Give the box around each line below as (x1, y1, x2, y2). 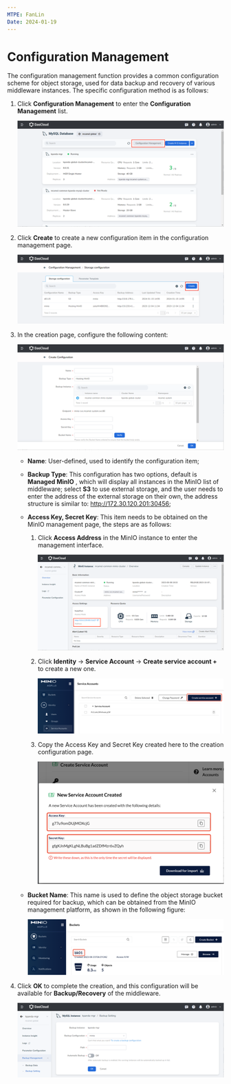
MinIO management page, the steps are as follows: (27, 521, 172, 529)
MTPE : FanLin (7, 11, 45, 18)
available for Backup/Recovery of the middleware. (16, 990, 161, 998)
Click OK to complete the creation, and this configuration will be (16, 982, 199, 990)
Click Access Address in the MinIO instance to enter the (37, 534, 198, 542)
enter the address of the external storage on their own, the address (27, 492, 218, 501)
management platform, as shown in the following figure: (27, 905, 186, 914)
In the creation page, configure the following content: (16, 330, 168, 339)
